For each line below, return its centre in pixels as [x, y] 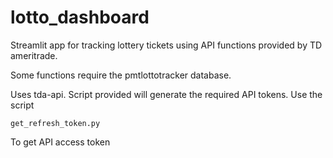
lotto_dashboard [80, 17]
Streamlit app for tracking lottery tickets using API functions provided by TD [166, 45]
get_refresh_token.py [55, 123]
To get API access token [60, 142]
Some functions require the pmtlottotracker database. [121, 75]
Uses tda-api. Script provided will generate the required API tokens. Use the [166, 94]
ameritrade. [34, 55]
